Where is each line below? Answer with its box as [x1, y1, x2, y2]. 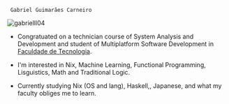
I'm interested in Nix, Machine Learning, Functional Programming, [17, 61, 206, 69]
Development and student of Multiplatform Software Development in [17, 40, 214, 48]
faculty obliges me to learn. [17, 89, 96, 97]
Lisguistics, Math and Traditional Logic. [17, 68, 131, 76]
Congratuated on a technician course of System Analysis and [17, 32, 194, 40]
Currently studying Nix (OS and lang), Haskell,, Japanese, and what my [17, 82, 222, 90]
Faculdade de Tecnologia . [17, 47, 92, 55]
